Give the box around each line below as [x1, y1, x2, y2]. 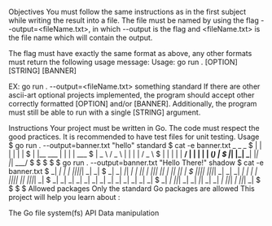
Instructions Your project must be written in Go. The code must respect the [8, 124, 260, 133]
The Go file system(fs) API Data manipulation [8, 208, 160, 218]
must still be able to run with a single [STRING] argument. [8, 107, 201, 117]
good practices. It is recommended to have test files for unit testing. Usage [8, 132, 260, 141]
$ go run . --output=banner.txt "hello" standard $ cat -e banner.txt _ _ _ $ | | [8, 141, 262, 150]
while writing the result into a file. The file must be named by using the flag [8, 15, 259, 25]
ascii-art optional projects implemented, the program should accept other [8, 90, 255, 100]
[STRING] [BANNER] [8, 66, 77, 76]
